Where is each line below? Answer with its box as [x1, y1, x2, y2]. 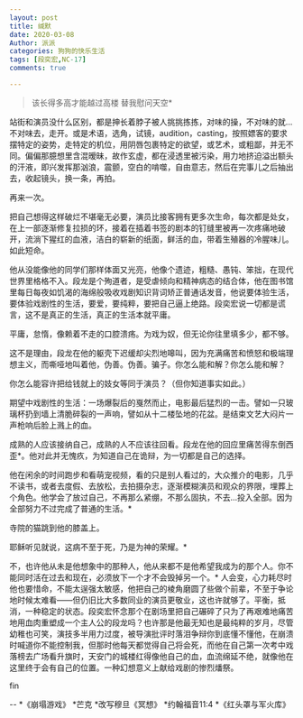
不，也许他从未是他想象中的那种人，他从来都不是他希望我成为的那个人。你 [9, 560, 286, 571]
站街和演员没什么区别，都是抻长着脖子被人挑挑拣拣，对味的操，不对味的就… [9, 116, 293, 127]
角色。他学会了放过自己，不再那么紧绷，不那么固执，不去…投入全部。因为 [16, 492, 293, 502]
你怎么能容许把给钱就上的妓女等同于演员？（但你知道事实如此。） [9, 378, 251, 389]
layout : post [9, 13, 59, 23]
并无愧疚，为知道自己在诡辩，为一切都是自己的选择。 [52, 450, 251, 461]
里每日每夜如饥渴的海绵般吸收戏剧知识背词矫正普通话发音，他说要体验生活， [9, 286, 294, 298]
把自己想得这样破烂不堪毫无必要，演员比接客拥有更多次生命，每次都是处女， [9, 211, 294, 222]
